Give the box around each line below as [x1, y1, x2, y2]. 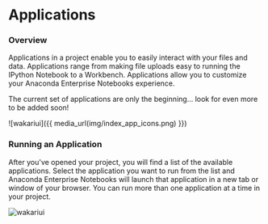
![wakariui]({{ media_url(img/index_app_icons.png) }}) [8, 119, 187, 129]
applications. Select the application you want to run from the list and [8, 166, 236, 175]
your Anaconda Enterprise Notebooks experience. [8, 78, 175, 88]
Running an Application [8, 139, 103, 150]
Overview [8, 35, 48, 46]
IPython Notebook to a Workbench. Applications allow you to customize [8, 70, 247, 80]
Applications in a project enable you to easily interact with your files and [8, 53, 248, 62]
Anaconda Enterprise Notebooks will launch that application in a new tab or [8, 174, 259, 184]
